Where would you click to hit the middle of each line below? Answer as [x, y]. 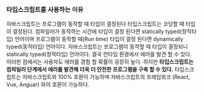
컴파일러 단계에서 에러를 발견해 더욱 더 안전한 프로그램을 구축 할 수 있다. [90, 69]
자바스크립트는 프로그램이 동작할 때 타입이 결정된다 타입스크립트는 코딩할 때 [95, 24]
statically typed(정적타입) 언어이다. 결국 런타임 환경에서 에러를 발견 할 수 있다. [99, 54]
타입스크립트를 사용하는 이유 [45, 9]
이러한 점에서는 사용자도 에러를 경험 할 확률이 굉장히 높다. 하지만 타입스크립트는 [100, 62]
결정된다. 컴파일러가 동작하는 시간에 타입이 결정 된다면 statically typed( [97, 32]
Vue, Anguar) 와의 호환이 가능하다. [48, 85]
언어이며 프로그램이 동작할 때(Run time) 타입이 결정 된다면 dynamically [99, 39]
